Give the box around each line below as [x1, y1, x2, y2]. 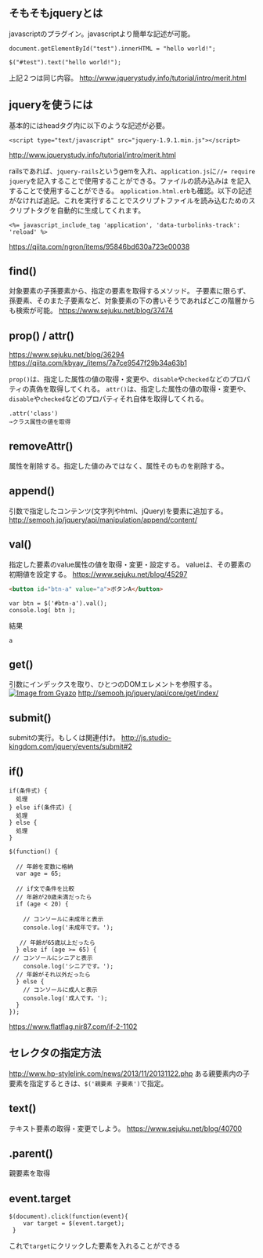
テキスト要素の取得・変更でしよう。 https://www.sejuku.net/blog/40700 [9, 1124, 242, 1133]
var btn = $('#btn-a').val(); [9, 599, 108, 607]
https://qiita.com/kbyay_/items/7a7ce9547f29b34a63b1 [9, 359, 187, 368]
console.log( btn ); [9, 606, 77, 614]
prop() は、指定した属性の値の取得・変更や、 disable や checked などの [9, 374, 230, 384]
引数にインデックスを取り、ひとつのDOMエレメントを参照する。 [9, 680, 217, 689]
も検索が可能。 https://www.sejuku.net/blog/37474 [9, 306, 174, 315]
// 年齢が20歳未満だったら [16, 893, 92, 901]
